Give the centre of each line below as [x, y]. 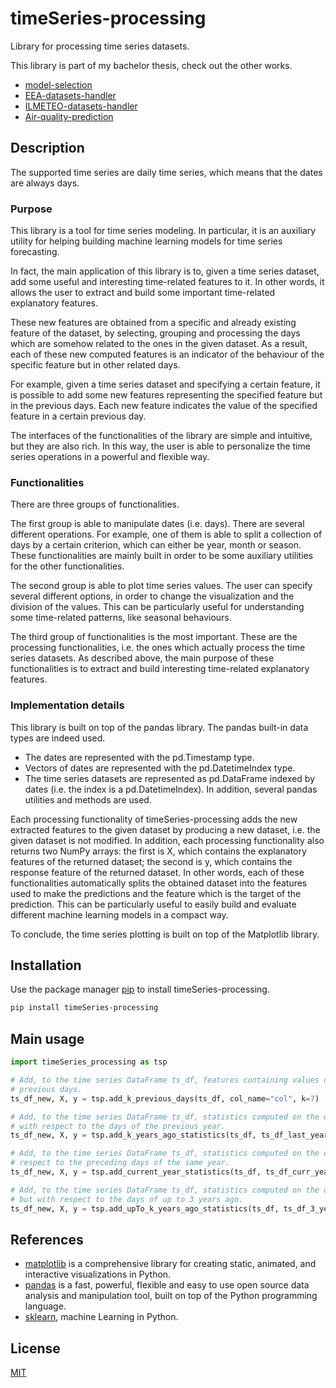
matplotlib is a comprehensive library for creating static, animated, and [170, 1264]
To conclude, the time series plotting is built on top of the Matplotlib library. [165, 934]
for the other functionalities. [67, 566]
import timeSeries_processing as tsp [89, 1062]
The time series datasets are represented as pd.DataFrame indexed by [169, 778]
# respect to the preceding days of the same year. [120, 1163]
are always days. [45, 183]
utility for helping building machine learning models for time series [146, 241]
